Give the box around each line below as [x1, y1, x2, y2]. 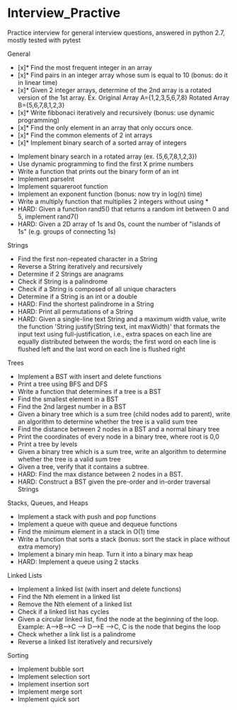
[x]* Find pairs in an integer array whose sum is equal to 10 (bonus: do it [17, 71, 229, 79]
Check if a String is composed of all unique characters [17, 284, 177, 293]
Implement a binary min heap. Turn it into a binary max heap [17, 549, 193, 558]
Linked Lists [7, 571, 42, 579]
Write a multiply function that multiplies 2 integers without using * [17, 197, 209, 206]
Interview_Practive [7, 5, 121, 21]
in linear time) [17, 78, 58, 86]
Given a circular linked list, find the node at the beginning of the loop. [17, 615, 219, 623]
